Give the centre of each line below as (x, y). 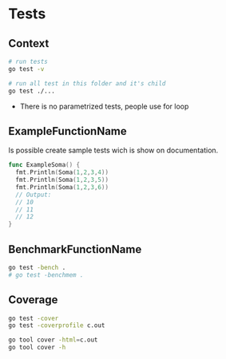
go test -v (26, 69)
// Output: (34, 195)
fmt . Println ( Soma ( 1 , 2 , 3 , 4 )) (62, 172)
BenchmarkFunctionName (75, 249)
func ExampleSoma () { (44, 165)
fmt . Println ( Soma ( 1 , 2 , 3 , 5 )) (62, 180)
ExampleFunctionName (68, 131)
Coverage (33, 300)
